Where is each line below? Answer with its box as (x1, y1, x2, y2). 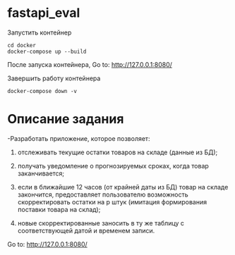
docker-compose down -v (7, 87, 78, 94)
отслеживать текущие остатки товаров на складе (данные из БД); (17, 148, 218, 156)
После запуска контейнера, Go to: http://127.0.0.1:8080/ (7, 60, 173, 68)
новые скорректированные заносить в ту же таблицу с (17, 218, 185, 227)
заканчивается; (17, 169, 65, 178)
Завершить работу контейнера (7, 74, 101, 82)
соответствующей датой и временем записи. (17, 226, 155, 235)
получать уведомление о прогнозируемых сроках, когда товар (17, 161, 210, 170)
